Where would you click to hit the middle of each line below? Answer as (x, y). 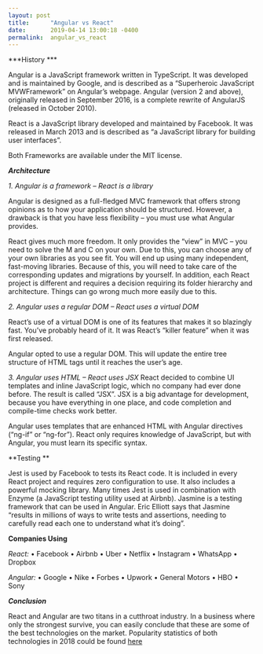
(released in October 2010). (53, 108)
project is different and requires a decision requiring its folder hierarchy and (130, 283)
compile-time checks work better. (63, 411)
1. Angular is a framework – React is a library (81, 186)
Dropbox (22, 562)
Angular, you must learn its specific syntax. (78, 443)
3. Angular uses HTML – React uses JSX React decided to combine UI (121, 377)
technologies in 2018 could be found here (75, 641)
